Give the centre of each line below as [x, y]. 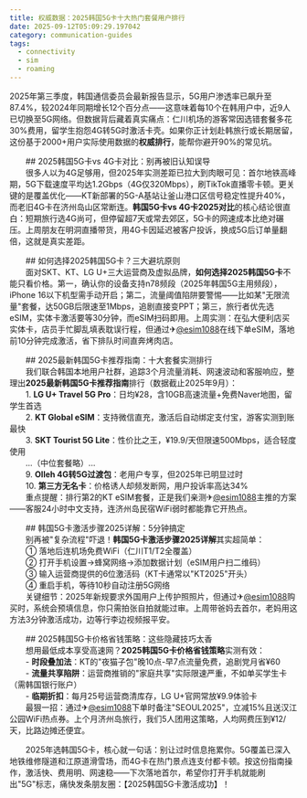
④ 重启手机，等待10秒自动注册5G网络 [98, 585]
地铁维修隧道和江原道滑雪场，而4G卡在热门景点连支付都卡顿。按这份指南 [147, 761]
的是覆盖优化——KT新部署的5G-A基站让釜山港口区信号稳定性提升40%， [153, 195]
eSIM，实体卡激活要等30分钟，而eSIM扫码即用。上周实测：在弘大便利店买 [150, 317]
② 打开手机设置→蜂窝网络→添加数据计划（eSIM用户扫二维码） [145, 562]
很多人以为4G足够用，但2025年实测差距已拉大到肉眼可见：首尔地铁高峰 [161, 172]
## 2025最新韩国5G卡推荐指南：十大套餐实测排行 [119, 360]
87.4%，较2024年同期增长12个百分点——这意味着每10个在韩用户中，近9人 [150, 107]
